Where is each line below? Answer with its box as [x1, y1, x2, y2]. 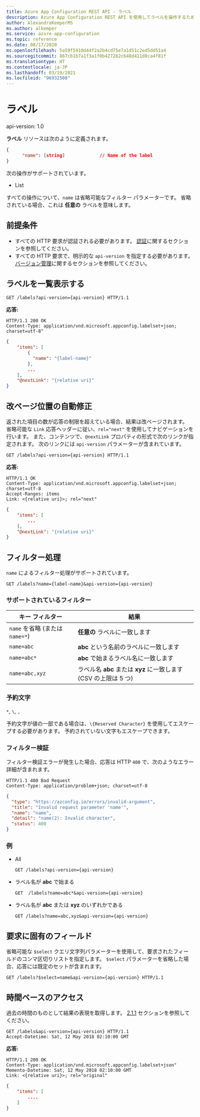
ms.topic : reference [6, 36, 58, 42]
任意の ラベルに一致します [77, 628, 151, 636]
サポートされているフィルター [6, 596, 92, 604]
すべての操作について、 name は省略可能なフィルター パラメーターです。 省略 [6, 194, 192, 201]
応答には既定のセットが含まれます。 [16, 963, 105, 970]
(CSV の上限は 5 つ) [77, 674, 134, 683]
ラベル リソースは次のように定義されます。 [6, 135, 111, 142]
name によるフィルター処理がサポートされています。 [6, 570, 133, 577]
